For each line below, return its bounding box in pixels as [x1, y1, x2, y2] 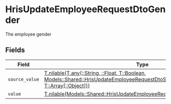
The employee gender [5, 31, 52, 37]
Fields [5, 46, 25, 54]
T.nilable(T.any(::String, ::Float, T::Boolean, [44, 70, 146, 77]
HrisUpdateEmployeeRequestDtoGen [5, 4, 166, 15]
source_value [8, 76, 40, 82]
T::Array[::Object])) [44, 82, 90, 89]
